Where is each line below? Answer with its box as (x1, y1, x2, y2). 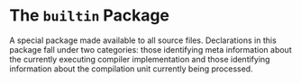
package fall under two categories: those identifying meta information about (9, 44, 292, 54)
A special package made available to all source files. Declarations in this (9, 35, 277, 46)
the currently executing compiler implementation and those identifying (9, 54, 270, 64)
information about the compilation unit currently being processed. (9, 63, 254, 74)
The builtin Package (9, 5, 169, 26)
